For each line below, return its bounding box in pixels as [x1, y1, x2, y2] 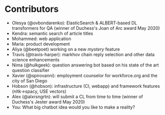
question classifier [11, 67, 50, 73]
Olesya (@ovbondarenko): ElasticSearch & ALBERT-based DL [11, 20, 137, 26]
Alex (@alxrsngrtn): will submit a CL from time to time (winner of [11, 93, 143, 100]
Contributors [4, 3, 59, 15]
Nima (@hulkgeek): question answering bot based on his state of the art [11, 62, 159, 68]
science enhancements [11, 57, 60, 62]
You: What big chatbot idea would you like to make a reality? [11, 104, 135, 110]
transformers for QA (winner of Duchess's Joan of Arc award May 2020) [11, 25, 160, 31]
